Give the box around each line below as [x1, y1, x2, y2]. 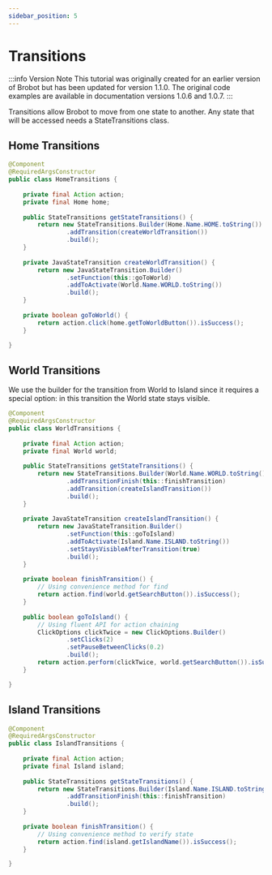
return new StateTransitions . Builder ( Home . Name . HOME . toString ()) [37, 221, 263, 229]
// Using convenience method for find [37, 583, 168, 591]
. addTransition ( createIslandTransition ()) [66, 485, 212, 493]
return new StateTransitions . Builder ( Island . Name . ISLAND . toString [37, 785, 266, 793]
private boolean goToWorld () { [23, 311, 129, 319]
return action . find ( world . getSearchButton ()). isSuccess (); [37, 590, 241, 599]
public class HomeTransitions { [8, 175, 117, 183]
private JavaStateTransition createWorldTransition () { [23, 258, 216, 266]
